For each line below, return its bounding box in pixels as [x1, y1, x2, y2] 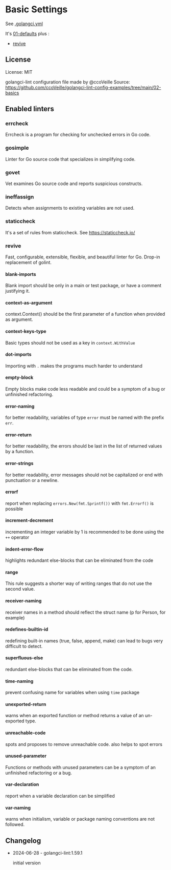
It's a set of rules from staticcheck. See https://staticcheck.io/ [5, 229, 135, 235]
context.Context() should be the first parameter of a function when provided [5, 311, 165, 317]
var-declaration [5, 781, 39, 787]
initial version [12, 860, 41, 866]
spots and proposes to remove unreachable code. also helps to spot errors [5, 741, 162, 747]
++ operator [5, 534, 30, 540]
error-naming [5, 403, 35, 409]
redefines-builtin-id [5, 626, 48, 633]
